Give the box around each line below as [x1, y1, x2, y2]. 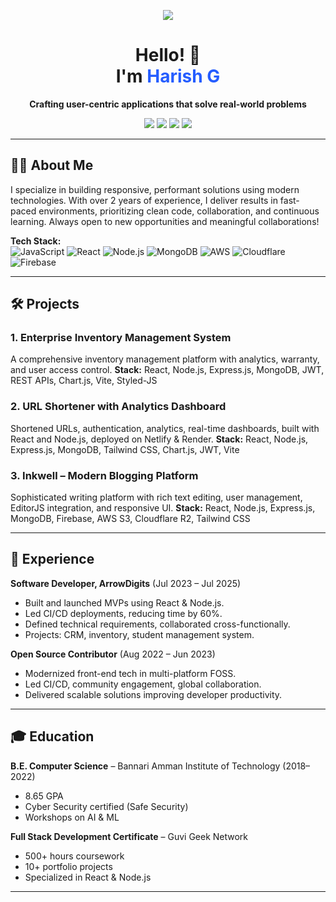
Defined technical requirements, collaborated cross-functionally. [24, 618, 291, 630]
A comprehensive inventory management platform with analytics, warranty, [10, 353, 320, 365]
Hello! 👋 [134, 44, 202, 67]
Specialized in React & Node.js [24, 871, 152, 883]
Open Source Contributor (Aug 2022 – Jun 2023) [10, 648, 216, 660]
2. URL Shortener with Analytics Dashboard [10, 400, 227, 414]
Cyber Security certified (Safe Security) [24, 800, 189, 812]
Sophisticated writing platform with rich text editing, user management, [10, 491, 303, 504]
